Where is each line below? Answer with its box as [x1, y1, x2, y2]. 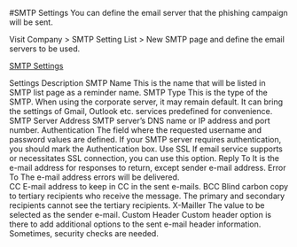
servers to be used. [9, 43, 81, 54]
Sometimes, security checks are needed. [9, 228, 160, 238]
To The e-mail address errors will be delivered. [9, 172, 180, 182]
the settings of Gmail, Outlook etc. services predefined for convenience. [9, 106, 273, 116]
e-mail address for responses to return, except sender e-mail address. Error [9, 163, 286, 173]
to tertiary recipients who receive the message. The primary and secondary [9, 190, 285, 201]
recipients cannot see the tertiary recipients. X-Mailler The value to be [9, 200, 265, 211]
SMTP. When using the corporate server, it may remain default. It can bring [9, 96, 284, 107]
